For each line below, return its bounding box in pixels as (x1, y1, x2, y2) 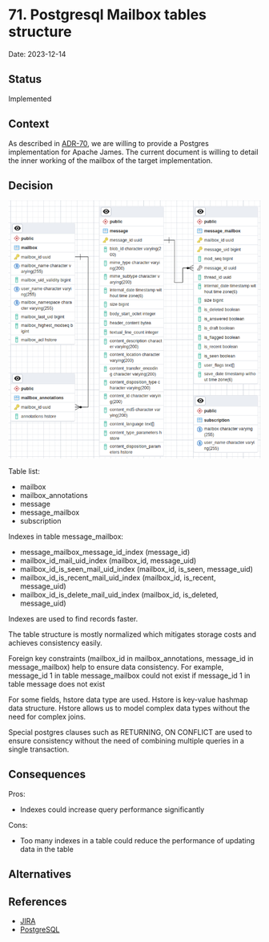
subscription (19, 516, 62, 525)
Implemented (8, 94, 52, 104)
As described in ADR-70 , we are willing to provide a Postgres (8, 138, 210, 148)
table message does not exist (8, 679, 106, 688)
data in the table (19, 844, 74, 854)
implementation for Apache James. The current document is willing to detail (8, 147, 259, 157)
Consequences (8, 768, 86, 781)
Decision (8, 178, 54, 192)
